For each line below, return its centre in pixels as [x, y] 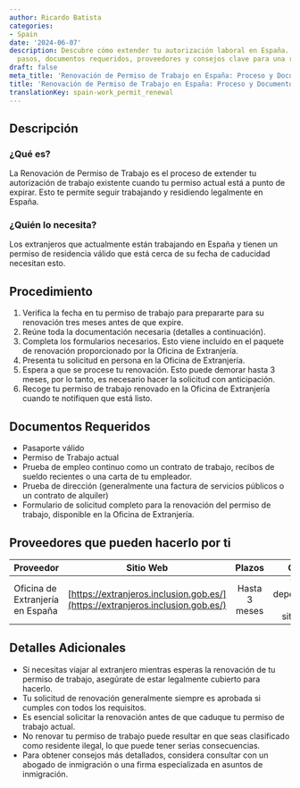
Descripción [44, 128]
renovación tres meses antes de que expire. [103, 323]
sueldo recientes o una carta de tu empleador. [107, 477]
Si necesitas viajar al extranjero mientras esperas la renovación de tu [149, 669]
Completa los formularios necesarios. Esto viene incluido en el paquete [153, 341]
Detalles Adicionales [68, 648]
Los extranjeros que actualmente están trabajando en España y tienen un [144, 244]
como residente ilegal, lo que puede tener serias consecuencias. [141, 745]
